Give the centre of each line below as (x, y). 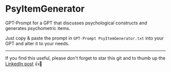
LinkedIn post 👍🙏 (24, 63)
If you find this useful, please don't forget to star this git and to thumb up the (85, 58)
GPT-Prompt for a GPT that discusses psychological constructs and (76, 23)
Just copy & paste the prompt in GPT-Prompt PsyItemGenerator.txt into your (84, 38)
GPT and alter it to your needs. (37, 43)
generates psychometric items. (38, 28)
